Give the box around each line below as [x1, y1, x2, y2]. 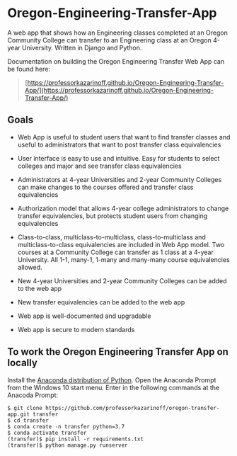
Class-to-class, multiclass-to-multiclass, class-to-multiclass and [17, 232, 207, 241]
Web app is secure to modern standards [17, 325, 135, 334]
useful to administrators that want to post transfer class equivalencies [17, 140, 221, 149]
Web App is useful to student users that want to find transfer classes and [17, 132, 231, 141]
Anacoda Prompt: [7, 391, 59, 399]
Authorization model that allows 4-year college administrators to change [17, 204, 229, 212]
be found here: [7, 64, 51, 73]
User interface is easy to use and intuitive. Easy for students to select [17, 154, 220, 162]
